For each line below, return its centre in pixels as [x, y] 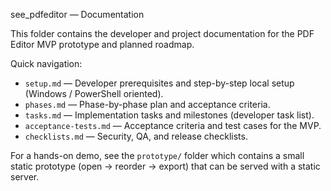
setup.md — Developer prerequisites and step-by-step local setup [159, 83]
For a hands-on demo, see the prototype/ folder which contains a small [157, 155]
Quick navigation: [46, 63]
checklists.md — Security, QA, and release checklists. [136, 136]
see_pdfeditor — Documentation [77, 14]
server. [25, 177]
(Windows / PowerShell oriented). [94, 93]
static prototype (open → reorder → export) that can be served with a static [165, 166]
